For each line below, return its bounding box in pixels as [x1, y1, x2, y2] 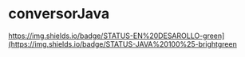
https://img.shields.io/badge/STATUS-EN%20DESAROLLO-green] [8, 31, 225, 40]
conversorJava [8, 5, 110, 23]
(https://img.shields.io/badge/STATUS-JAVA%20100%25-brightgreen [8, 39, 237, 48]
